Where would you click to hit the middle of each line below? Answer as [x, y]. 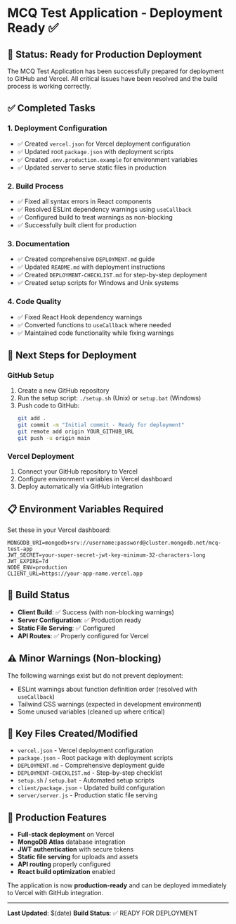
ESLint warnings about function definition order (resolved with [107, 689]
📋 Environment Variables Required [85, 509]
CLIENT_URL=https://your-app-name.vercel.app [75, 574]
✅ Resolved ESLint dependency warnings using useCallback [104, 209]
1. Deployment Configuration [57, 128]
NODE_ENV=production [38, 567]
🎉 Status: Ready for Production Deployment [105, 54]
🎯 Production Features [57, 817]
